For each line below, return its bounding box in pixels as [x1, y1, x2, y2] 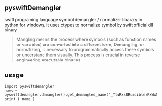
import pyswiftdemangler [4, 84, 55, 89]
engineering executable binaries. [16, 57, 82, 62]
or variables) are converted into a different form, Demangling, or [16, 41, 145, 47]
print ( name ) [4, 96, 35, 101]
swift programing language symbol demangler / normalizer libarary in [4, 16, 143, 22]
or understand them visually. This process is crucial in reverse [16, 52, 140, 58]
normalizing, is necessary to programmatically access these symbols [16, 46, 154, 52]
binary [4, 27, 17, 33]
